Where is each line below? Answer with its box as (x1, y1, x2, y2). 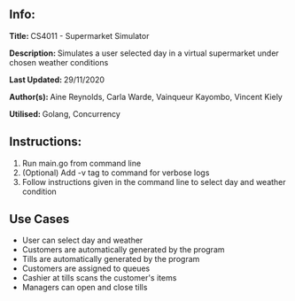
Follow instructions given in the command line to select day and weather (21, 176, 286, 187)
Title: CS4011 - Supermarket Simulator (9, 30, 150, 41)
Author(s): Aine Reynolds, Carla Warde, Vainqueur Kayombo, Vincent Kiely (9, 91, 283, 102)
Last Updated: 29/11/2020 (9, 74, 105, 85)
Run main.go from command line (21, 158, 142, 168)
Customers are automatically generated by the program (21, 244, 225, 255)
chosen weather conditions (9, 57, 109, 67)
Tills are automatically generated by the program (21, 254, 200, 265)
